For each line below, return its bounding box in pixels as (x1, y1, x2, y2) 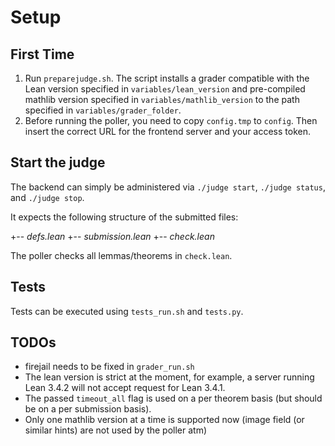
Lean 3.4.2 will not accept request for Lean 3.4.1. (24, 382, 226, 394)
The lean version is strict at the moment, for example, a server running (24, 371, 315, 383)
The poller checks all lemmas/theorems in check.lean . (10, 249, 233, 261)
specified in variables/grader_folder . (24, 104, 182, 116)
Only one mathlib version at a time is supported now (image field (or (24, 414, 305, 426)
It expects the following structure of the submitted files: (10, 211, 239, 223)
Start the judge (10, 154, 106, 171)
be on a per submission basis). (24, 403, 152, 415)
